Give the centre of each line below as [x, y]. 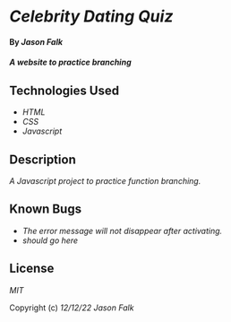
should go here [50, 240]
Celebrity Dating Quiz [91, 17]
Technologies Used [64, 90]
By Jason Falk [36, 41]
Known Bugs [46, 209]
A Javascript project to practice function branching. [105, 181]
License [32, 269]
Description [43, 159]
